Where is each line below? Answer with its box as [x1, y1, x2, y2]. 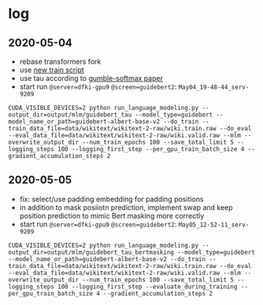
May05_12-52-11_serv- [178, 221, 250, 229]
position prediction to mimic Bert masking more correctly [19, 211, 205, 220]
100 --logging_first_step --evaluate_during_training [57, 282, 238, 291]
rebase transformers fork [19, 57, 102, 66]
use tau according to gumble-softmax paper [19, 74, 164, 83]
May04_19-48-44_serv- [178, 83, 250, 91]
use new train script [19, 65, 84, 75]
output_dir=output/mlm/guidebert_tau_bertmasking [8, 248, 175, 256]
